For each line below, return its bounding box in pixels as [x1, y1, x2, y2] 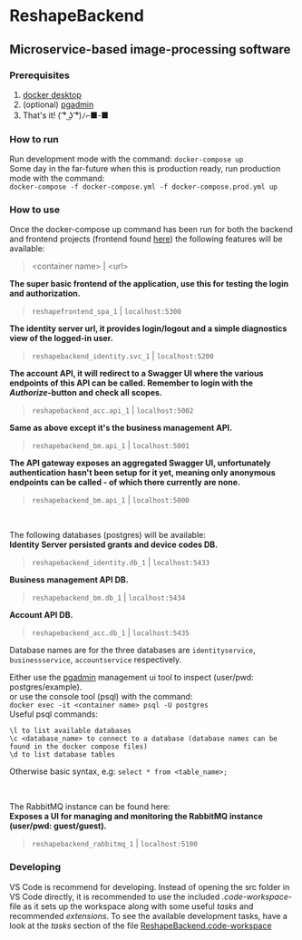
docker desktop [22, 89, 82, 100]
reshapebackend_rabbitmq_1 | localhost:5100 [31, 838, 198, 849]
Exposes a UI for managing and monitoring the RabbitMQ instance [9, 811, 263, 822]
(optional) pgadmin [22, 99, 94, 110]
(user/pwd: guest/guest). [9, 820, 107, 831]
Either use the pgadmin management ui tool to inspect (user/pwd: [9, 672, 254, 683]
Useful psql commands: [9, 709, 98, 720]
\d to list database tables [9, 750, 116, 759]
